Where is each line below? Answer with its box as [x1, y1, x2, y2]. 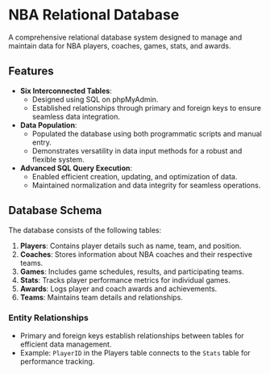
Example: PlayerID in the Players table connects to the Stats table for [19, 347, 251, 357]
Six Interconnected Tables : [19, 86, 113, 95]
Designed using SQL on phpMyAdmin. [31, 95, 159, 104]
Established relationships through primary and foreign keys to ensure [31, 103, 262, 112]
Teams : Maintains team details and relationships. [19, 292, 183, 302]
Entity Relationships [8, 313, 89, 324]
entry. [31, 137, 52, 147]
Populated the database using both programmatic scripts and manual [31, 128, 262, 138]
